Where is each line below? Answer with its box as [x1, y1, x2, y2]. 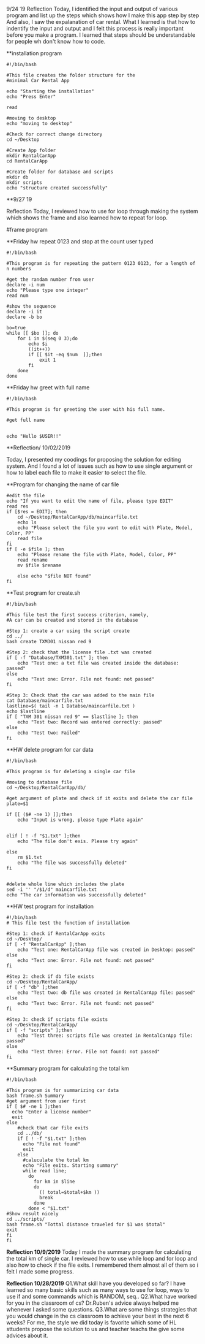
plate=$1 [6, 801, 29, 807]
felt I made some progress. [6, 1268, 75, 1275]
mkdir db [6, 174, 29, 180]
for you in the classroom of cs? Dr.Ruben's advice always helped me [6, 1299, 179, 1307]
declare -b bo [6, 314, 43, 320]
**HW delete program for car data [6, 746, 94, 753]
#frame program [6, 226, 48, 233]
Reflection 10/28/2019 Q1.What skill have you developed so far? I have [6, 1280, 185, 1287]
